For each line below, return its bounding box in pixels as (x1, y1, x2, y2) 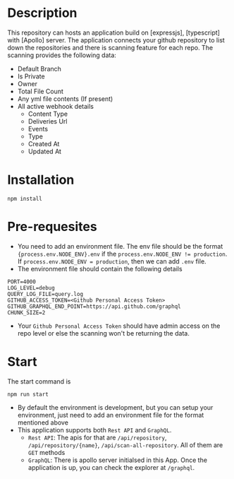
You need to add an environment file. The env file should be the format (17, 242, 223, 250)
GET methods (27, 448, 66, 456)
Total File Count (17, 87, 63, 95)
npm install (7, 195, 42, 202)
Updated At (27, 147, 62, 155)
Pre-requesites (7, 219, 97, 235)
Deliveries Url (27, 117, 68, 125)
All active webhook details (17, 102, 94, 110)
